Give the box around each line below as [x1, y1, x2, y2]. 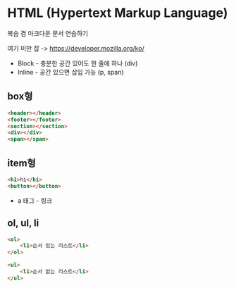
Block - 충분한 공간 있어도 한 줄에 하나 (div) [17, 58, 138, 68]
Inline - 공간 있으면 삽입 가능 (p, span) [17, 68, 125, 76]
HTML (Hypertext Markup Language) [7, 5, 228, 21]
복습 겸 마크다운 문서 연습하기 [7, 29, 89, 37]
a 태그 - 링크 [17, 196, 53, 205]
